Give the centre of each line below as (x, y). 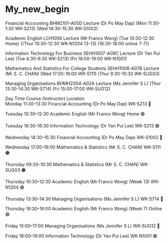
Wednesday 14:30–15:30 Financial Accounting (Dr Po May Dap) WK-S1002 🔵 (84, 137)
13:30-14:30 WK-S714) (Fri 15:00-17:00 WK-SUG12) (58, 88)
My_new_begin (37, 9)
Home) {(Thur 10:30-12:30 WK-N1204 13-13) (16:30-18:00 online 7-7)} (77, 43)
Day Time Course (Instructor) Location (45, 98)
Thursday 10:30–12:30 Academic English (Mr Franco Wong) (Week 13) (77, 181)
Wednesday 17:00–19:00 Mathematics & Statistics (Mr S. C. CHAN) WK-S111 (83, 147)
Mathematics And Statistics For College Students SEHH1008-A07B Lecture (82, 68)
